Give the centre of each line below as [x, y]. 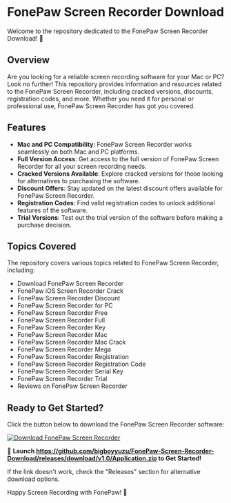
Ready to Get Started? [56, 408]
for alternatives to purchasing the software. [79, 181]
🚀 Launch [21, 451]
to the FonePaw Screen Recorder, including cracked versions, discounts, [110, 91]
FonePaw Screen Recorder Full [61, 320]
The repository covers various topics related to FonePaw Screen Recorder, [113, 263]
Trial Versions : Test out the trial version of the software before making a [120, 217]
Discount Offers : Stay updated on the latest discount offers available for [120, 188]
